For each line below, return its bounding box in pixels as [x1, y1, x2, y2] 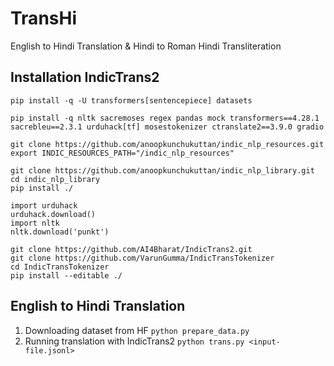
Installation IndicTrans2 [10, 69, 160, 86]
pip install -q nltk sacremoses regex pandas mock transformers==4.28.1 [10, 113, 320, 123]
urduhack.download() [10, 209, 97, 219]
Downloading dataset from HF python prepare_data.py [24, 324, 250, 336]
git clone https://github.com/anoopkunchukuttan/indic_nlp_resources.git [10, 139, 325, 149]
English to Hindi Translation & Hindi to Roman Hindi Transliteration [10, 40, 282, 52]
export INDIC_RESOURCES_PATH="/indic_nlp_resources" [10, 148, 235, 158]
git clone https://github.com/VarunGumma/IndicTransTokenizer [10, 253, 275, 263]
